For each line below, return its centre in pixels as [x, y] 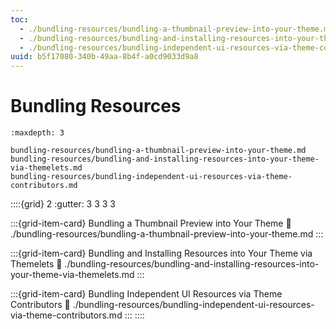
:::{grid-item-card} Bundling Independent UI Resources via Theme [146, 294]
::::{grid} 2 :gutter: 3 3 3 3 [63, 204]
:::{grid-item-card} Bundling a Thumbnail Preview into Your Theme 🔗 [151, 223]
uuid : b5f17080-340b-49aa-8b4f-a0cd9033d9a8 [104, 57]
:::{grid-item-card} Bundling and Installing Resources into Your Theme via [161, 253]
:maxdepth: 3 [37, 133]
